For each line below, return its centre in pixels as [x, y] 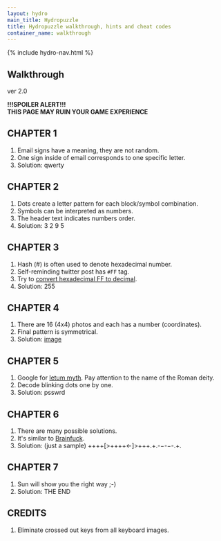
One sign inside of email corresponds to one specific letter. [101, 157]
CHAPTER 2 [33, 187]
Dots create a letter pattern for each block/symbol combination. [108, 203]
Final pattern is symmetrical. [57, 332]
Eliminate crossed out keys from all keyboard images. [93, 530]
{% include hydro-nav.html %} [50, 53]
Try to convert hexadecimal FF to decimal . [77, 278]
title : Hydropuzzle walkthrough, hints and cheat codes [89, 26]
